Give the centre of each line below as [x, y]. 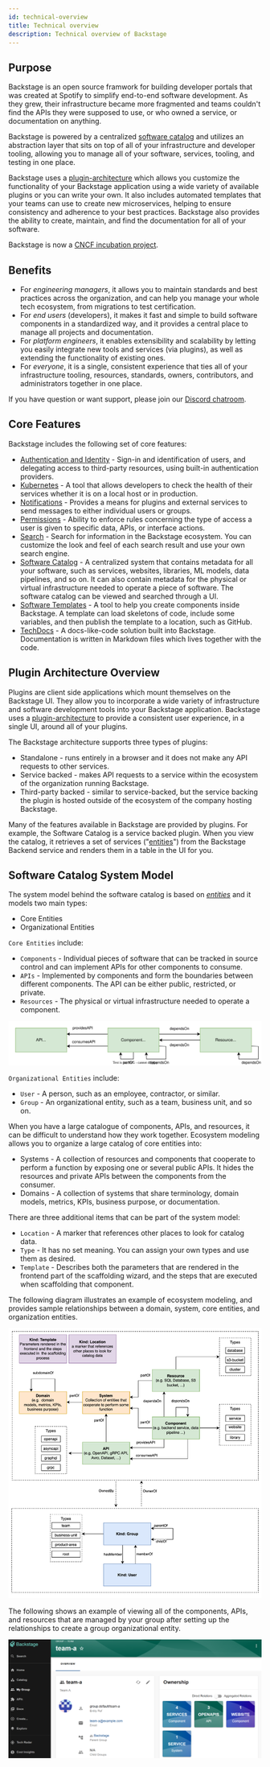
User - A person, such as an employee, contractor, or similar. [120, 1094]
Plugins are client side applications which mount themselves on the [120, 692]
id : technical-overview [48, 17]
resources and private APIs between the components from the [123, 1176]
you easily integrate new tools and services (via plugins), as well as [131, 349]
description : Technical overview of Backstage [88, 34]
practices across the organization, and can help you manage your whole [139, 298]
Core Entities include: [46, 943]
